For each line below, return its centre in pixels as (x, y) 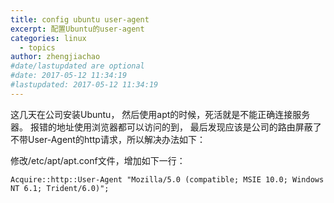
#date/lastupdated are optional (77, 66)
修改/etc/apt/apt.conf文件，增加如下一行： (98, 160)
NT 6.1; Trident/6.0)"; (60, 188)
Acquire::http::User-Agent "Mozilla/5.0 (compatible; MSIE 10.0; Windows (167, 179)
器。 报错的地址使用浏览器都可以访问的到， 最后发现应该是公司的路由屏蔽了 (166, 127)
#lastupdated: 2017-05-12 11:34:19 (84, 85)
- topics (37, 47)
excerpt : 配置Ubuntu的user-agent (77, 29)
